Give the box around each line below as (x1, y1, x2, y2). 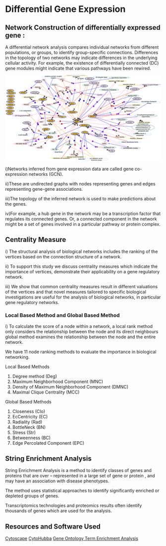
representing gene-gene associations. (5, 186, 83, 192)
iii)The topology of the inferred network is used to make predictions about (5, 195, 156, 202)
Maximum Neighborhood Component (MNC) (12, 379, 103, 385)
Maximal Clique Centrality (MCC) (12, 389, 80, 395)
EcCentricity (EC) (12, 413, 48, 419)
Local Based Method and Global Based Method (5, 312, 120, 319)
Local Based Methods (5, 364, 50, 370)
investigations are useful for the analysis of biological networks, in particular (5, 294, 161, 300)
